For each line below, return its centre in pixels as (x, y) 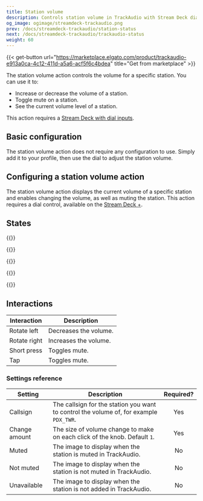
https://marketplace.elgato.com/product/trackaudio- (121, 57)
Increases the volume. (79, 341)
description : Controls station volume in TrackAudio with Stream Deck (97, 18)
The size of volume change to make (103, 429)
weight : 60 (20, 40)
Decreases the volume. (81, 331)
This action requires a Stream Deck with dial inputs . (70, 118)
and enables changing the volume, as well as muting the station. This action (101, 198)
